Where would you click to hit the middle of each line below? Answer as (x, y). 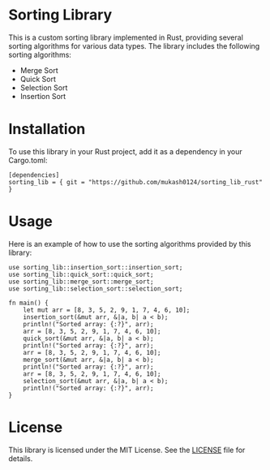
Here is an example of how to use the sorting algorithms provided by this (130, 244)
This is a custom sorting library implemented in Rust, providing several (126, 37)
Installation (47, 129)
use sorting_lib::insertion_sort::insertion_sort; (96, 267)
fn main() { (28, 303)
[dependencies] (34, 175)
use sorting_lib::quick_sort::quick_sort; (81, 274)
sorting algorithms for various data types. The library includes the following (134, 45)
